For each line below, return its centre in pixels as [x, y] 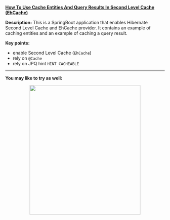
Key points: [17, 43]
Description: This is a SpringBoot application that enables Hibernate [77, 23]
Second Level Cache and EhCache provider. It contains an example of [78, 28]
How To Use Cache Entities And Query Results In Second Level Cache [80, 7]
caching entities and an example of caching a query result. [66, 33]
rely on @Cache [27, 58]
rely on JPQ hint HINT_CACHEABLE [46, 63]
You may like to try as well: [34, 78]
